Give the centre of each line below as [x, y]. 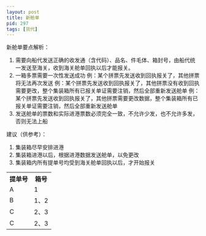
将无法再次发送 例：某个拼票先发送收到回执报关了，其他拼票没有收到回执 [107, 83]
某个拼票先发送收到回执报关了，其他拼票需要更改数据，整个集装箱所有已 [106, 98]
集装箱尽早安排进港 [40, 147]
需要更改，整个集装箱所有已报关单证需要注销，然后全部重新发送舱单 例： [107, 91]
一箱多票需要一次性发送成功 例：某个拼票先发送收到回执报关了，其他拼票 [107, 76]
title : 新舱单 [23, 18]
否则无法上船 [31, 121]
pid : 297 [17, 23]
